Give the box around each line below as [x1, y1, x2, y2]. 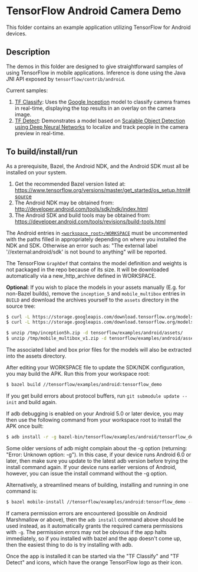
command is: [6, 487, 38, 495]
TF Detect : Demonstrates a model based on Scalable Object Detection [14, 117, 186, 124]
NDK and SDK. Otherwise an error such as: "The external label [6, 242, 158, 249]
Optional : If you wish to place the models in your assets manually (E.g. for [6, 284, 186, 291]
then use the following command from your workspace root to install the [6, 416, 181, 423]
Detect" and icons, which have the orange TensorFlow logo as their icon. [6, 558, 183, 565]
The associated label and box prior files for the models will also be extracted [6, 346, 192, 353]
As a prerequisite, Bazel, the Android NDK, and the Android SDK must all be [6, 162, 189, 170]
